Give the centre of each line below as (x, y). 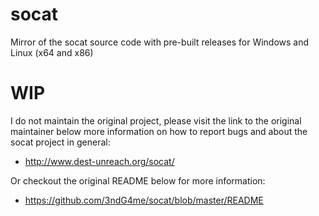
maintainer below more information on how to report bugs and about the (159, 131)
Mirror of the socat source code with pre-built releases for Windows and (160, 42)
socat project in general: (60, 142)
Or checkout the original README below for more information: (138, 180)
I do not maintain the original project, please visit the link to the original (156, 120)
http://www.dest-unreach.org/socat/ (99, 161)
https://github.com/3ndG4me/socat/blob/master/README (144, 200)
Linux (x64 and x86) (52, 52)
